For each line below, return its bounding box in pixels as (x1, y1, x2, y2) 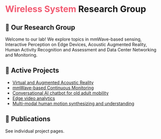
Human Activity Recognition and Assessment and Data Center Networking (5, 47, 157, 52)
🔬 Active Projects (5, 66, 59, 75)
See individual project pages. (5, 128, 64, 134)
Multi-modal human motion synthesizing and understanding (12, 100, 135, 106)
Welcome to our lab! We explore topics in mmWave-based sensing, (5, 36, 142, 42)
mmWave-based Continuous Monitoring (12, 85, 94, 91)
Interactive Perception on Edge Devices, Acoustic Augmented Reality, (5, 42, 147, 47)
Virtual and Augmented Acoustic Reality (12, 79, 94, 85)
